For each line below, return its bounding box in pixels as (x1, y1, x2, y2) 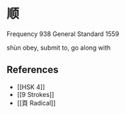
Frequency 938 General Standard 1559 (6, 29, 120, 38)
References (6, 64, 59, 76)
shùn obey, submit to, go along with (6, 43, 111, 52)
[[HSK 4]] (16, 82, 45, 91)
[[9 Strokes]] (16, 90, 55, 98)
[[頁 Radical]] (16, 98, 56, 107)
